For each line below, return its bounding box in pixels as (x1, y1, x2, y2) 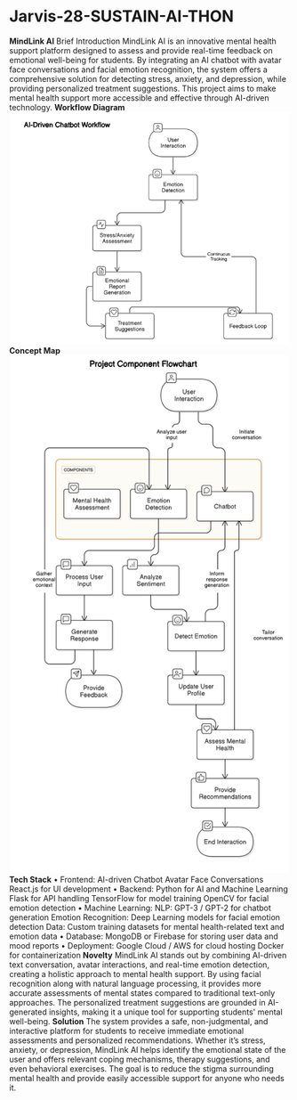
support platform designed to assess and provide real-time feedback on (9, 45, 273, 55)
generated (9, 1006, 47, 1017)
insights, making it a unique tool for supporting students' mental (48, 1006, 283, 1017)
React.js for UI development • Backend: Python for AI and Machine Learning (9, 884, 289, 894)
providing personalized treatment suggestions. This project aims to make (9, 83, 277, 94)
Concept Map (9, 346, 60, 356)
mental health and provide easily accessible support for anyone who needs (9, 1073, 285, 1084)
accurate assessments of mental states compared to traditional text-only (9, 988, 276, 998)
